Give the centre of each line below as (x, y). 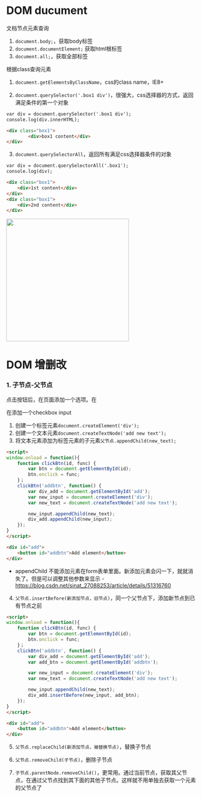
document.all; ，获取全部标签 (51, 56)
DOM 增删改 (36, 365)
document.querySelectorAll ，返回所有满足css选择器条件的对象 (93, 154)
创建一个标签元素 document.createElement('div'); (77, 425)
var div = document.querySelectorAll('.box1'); (68, 166)
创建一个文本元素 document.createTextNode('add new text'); (91, 433)
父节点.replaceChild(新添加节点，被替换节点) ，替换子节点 (83, 747)
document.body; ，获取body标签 (54, 41)
